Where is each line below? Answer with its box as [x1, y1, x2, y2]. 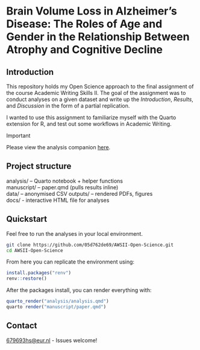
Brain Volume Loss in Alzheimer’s [6, 4, 178, 18]
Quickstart [6, 214, 48, 224]
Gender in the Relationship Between [6, 30, 190, 44]
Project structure [6, 161, 72, 172]
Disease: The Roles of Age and [6, 17, 163, 31]
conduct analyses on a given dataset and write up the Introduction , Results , [6, 96, 194, 103]
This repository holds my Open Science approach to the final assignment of [6, 83, 194, 90]
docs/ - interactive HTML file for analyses [6, 196, 110, 204]
